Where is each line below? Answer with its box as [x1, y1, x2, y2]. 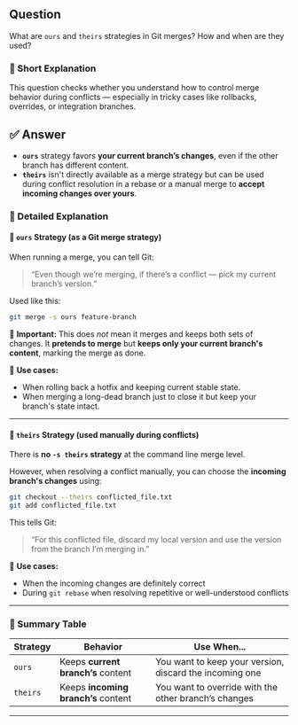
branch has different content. [21, 160, 129, 170]
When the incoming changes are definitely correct [21, 578, 206, 589]
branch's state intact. [21, 401, 100, 411]
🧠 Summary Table [9, 618, 87, 630]
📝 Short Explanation [9, 62, 97, 74]
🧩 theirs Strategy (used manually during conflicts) [9, 429, 200, 440]
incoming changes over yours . [21, 188, 137, 199]
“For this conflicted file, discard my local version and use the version [30, 534, 282, 544]
